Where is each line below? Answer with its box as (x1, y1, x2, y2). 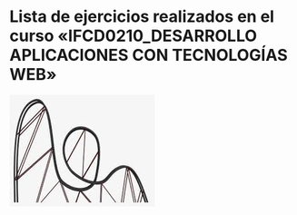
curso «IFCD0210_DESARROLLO (9, 25, 257, 46)
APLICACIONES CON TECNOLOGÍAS (9, 45, 288, 65)
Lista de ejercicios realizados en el (9, 6, 275, 27)
